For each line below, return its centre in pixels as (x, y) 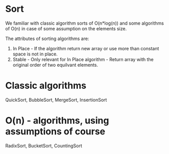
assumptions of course (55, 132)
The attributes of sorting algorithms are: (47, 38)
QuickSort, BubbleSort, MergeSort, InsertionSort (56, 100)
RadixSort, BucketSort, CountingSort (44, 146)
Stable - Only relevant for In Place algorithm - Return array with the (83, 59)
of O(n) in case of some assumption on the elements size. (66, 28)
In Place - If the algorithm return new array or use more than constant (86, 48)
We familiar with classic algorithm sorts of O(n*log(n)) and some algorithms (85, 23)
